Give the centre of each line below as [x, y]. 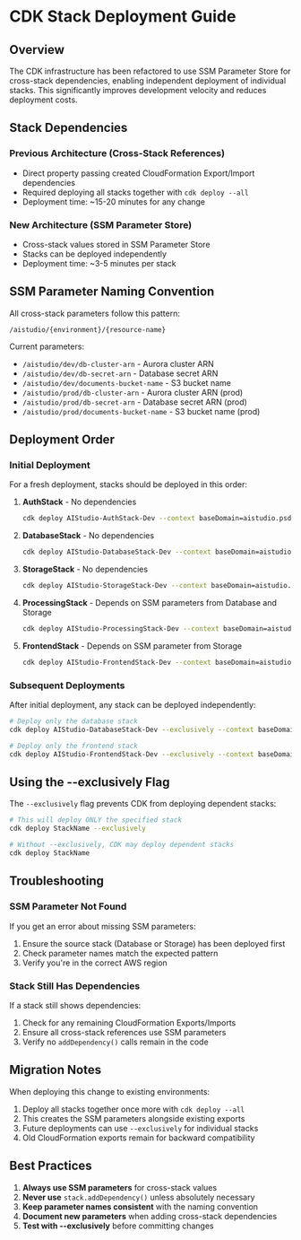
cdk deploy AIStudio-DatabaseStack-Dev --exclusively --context [132, 730]
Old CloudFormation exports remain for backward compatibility [138, 1138]
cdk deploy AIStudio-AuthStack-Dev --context [108, 519]
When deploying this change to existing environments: [110, 1091]
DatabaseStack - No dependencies [88, 536]
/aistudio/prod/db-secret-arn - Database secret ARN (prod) [135, 402]
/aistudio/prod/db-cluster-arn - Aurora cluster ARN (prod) [133, 392]
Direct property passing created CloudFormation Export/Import [138, 173]
